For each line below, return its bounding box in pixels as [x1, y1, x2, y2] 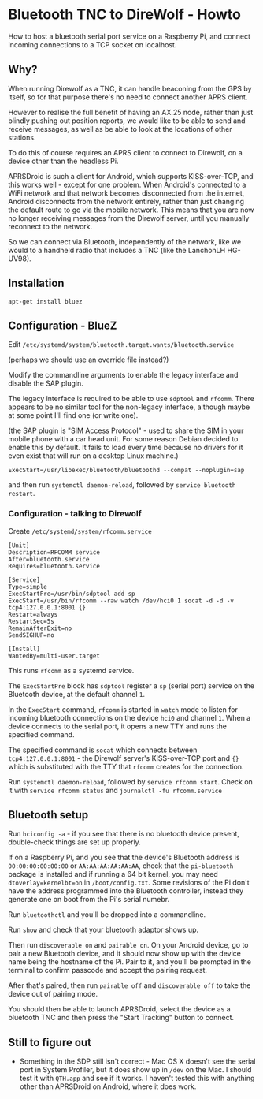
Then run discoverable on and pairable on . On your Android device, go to [8, 941, 249, 950]
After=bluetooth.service [8, 555, 90, 563]
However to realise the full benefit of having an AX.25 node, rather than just [8, 107, 254, 117]
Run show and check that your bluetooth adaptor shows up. [8, 925, 199, 935]
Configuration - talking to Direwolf [8, 509, 142, 520]
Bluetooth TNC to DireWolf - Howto [8, 6, 242, 24]
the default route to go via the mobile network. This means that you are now [8, 205, 254, 214]
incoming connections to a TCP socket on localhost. [8, 39, 177, 49]
